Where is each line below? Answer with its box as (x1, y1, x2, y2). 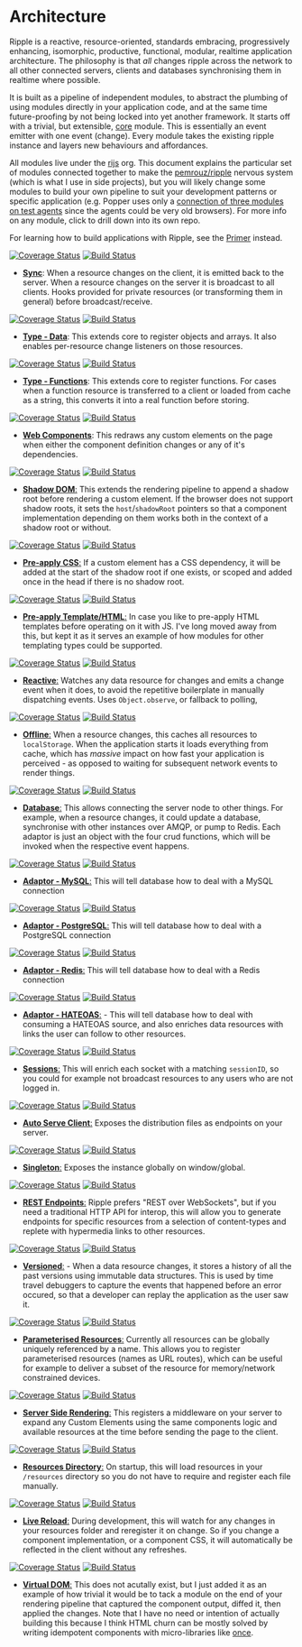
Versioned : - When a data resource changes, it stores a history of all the (22, 1260, 292, 1271)
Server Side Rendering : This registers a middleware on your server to (22, 1407, 282, 1418)
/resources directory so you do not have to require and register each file (22, 1470, 291, 1481)
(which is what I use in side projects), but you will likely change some (9, 176, 266, 187)
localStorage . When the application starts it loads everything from (22, 738, 269, 750)
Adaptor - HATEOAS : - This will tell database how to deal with (22, 1008, 253, 1020)
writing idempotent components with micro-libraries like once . (22, 1626, 254, 1638)
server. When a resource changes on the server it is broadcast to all (22, 277, 275, 288)
